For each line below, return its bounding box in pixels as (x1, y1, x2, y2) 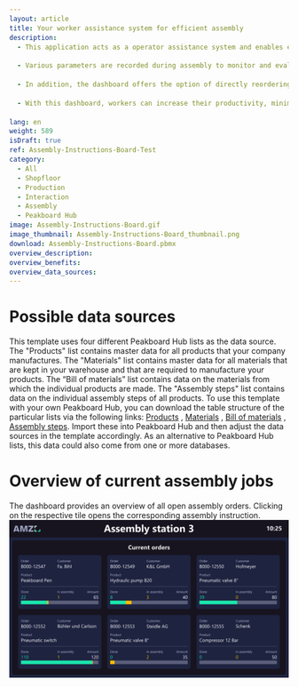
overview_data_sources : (9, 268, 98, 276)
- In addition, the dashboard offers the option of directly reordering (17, 80, 292, 89)
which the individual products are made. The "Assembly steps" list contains (9, 383, 286, 395)
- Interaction (17, 192, 69, 202)
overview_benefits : (9, 258, 82, 267)
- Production (17, 183, 66, 192)
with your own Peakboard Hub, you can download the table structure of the (9, 403, 286, 413)
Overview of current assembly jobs (9, 471, 274, 491)
